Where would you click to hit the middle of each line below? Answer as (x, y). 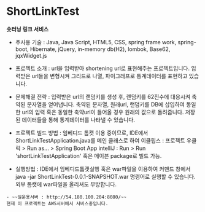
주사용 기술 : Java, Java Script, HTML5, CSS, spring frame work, (96, 42)
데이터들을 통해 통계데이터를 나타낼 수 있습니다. (78, 120)
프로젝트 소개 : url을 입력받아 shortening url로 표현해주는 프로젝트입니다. (102, 68)
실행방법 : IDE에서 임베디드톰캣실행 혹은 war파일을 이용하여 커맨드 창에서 (103, 169)
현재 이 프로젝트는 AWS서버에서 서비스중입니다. (57, 203)
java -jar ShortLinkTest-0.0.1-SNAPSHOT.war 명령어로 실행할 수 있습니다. (105, 176)
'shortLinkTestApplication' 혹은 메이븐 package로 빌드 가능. (88, 155)
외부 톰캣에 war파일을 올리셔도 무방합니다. (66, 184)
